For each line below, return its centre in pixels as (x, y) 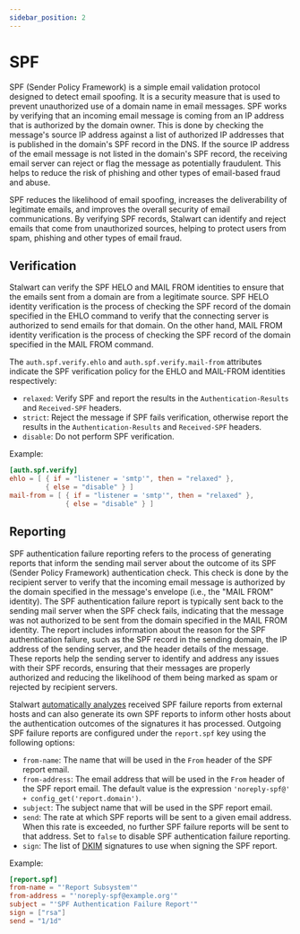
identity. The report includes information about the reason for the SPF (137, 630)
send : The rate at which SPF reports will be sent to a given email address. (157, 816)
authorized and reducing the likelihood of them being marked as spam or (144, 677)
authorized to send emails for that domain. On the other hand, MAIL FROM (146, 326)
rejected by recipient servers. (64, 686)
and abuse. (30, 182)
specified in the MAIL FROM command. (81, 345)
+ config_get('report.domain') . (81, 798)
